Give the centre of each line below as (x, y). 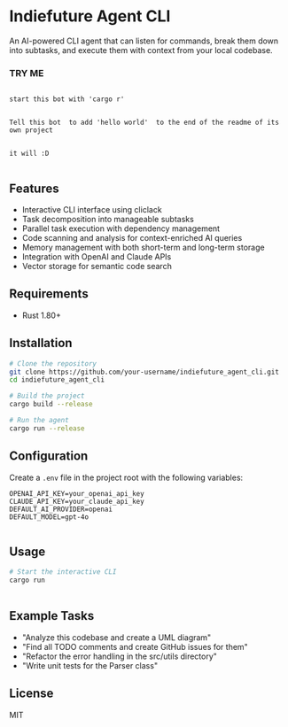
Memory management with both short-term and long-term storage (143, 247)
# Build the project (47, 396)
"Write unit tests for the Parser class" (90, 665)
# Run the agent (39, 421)
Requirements (49, 294)
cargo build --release (51, 405)
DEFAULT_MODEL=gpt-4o (49, 517)
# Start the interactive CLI (63, 572)
